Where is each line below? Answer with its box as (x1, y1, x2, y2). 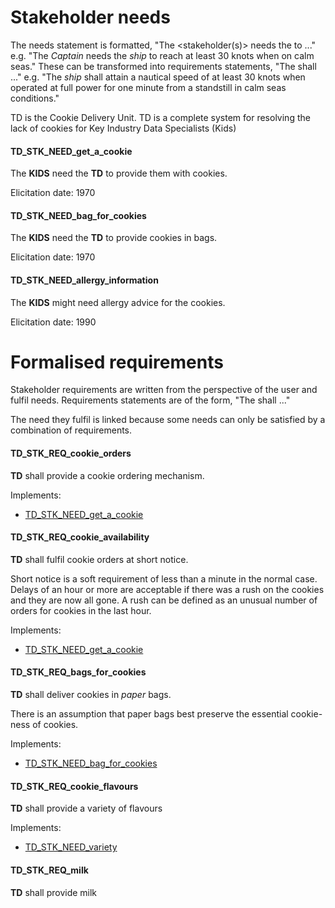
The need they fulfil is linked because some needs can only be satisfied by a (10, 414, 326, 426)
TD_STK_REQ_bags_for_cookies (10, 666, 147, 678)
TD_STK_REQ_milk (10, 864, 89, 876)
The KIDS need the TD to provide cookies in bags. (10, 232, 218, 244)
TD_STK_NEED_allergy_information (10, 274, 159, 286)
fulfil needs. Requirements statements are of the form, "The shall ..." (10, 394, 291, 406)
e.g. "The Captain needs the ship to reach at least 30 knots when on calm (10, 49, 315, 61)
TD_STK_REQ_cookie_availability (10, 531, 150, 543)
